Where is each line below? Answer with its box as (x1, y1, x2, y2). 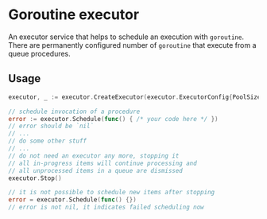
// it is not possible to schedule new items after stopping (8, 189, 215, 197)
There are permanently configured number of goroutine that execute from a (8, 40, 257, 49)
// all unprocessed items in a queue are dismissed (8, 166, 183, 174)
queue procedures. (8, 49, 72, 58)
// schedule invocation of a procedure (8, 108, 141, 115)
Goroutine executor (8, 6, 140, 24)
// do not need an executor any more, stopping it (8, 151, 180, 160)
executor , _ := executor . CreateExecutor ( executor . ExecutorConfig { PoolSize (8, 93, 261, 101)
